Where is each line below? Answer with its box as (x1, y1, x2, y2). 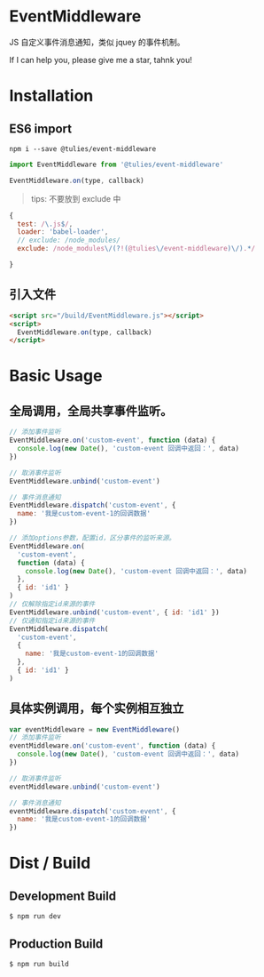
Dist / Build (9, 853, 91, 873)
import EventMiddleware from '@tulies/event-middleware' (9, 160, 224, 169)
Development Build (9, 888, 117, 903)
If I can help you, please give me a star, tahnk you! (9, 54, 193, 65)
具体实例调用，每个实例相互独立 (9, 701, 184, 717)
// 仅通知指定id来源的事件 (9, 616, 96, 625)
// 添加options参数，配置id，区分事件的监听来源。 (9, 533, 175, 542)
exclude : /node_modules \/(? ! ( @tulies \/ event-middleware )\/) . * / (17, 244, 256, 253)
